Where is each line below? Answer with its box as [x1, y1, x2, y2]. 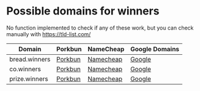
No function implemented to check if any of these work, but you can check [6, 24, 194, 31]
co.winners [9, 64, 41, 73]
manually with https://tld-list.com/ [6, 30, 91, 37]
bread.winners [9, 55, 50, 63]
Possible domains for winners [6, 4, 160, 18]
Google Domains [130, 45, 179, 53]
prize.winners [9, 74, 49, 83]
